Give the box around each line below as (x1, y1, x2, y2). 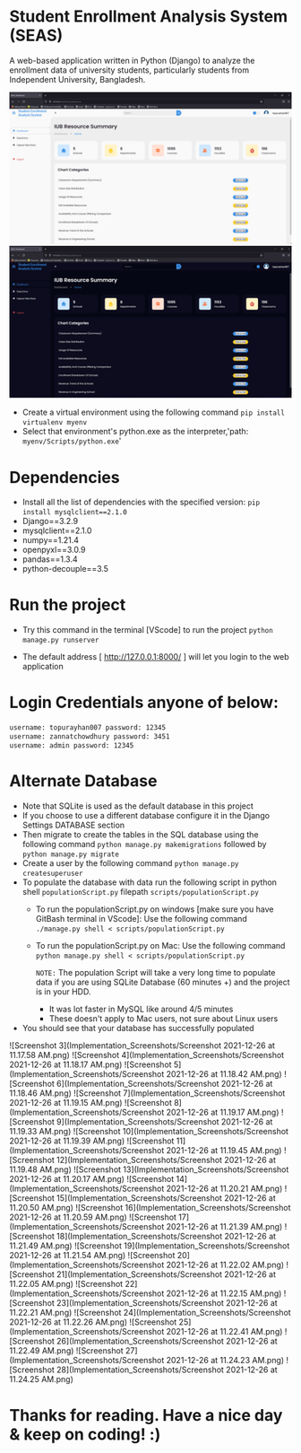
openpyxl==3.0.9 (21, 545, 87, 556)
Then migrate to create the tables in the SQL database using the (21, 829, 259, 840)
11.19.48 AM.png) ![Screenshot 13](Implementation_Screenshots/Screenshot (9, 1164, 289, 1175)
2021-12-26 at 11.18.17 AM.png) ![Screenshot (9, 1059, 172, 1070)
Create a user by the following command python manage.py (21, 858, 239, 869)
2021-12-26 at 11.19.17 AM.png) (166, 1107, 279, 1118)
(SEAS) (9, 25, 64, 46)
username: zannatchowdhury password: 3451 (9, 732, 170, 741)
